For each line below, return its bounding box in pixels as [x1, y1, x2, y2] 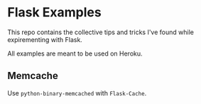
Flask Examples [7, 4, 102, 21]
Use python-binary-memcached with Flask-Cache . [7, 88, 147, 97]
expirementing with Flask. [7, 35, 83, 43]
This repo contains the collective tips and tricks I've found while [7, 28, 194, 36]
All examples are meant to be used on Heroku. [7, 49, 143, 58]
